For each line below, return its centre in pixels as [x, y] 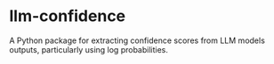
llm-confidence [68, 16]
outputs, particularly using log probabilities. [89, 49]
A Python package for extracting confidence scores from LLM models [137, 40]
